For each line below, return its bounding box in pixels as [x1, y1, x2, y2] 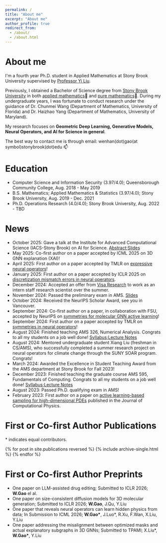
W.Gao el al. [12, 490, 37, 496]
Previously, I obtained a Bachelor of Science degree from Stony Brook [5, 87, 148, 93]
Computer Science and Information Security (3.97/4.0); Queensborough [12, 179, 160, 185]
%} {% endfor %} [5, 451, 41, 457]
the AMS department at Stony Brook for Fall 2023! [12, 366, 115, 372]
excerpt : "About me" [5, 16, 48, 21]
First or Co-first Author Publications [5, 420, 157, 431]
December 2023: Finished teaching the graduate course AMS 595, [12, 371, 149, 377]
